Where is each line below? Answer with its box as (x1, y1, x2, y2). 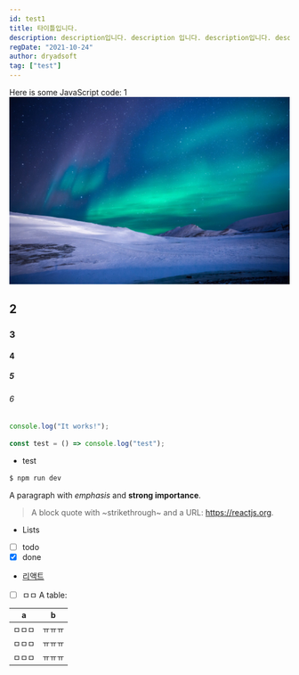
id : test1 (9, 14, 46, 23)
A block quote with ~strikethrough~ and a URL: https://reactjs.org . (30, 506, 274, 517)
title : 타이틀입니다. (9, 23, 78, 33)
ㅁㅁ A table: (21, 589, 68, 600)
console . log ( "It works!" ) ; (9, 422, 109, 432)
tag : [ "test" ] (9, 62, 62, 70)
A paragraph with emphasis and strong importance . (9, 490, 202, 500)
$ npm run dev (9, 473, 62, 482)
